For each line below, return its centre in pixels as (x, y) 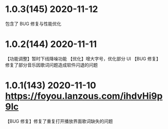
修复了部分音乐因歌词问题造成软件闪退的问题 (52, 65)
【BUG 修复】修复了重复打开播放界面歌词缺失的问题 (59, 121)
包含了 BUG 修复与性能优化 (33, 23)
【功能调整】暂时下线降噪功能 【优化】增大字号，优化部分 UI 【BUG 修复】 (83, 58)
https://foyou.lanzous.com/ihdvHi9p (84, 96)
